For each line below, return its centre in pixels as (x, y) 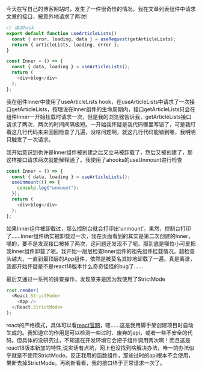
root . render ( (23, 290)
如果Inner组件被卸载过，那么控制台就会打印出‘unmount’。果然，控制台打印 (99, 228)
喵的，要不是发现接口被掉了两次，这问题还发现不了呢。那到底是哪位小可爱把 (101, 243)
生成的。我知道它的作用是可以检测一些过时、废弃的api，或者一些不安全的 (97, 332)
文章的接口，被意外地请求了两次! (47, 16)
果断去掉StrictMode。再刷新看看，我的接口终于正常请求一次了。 (86, 363)
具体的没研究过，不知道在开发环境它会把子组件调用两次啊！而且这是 (106, 340)
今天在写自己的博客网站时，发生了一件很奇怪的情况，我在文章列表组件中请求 (101, 9)
